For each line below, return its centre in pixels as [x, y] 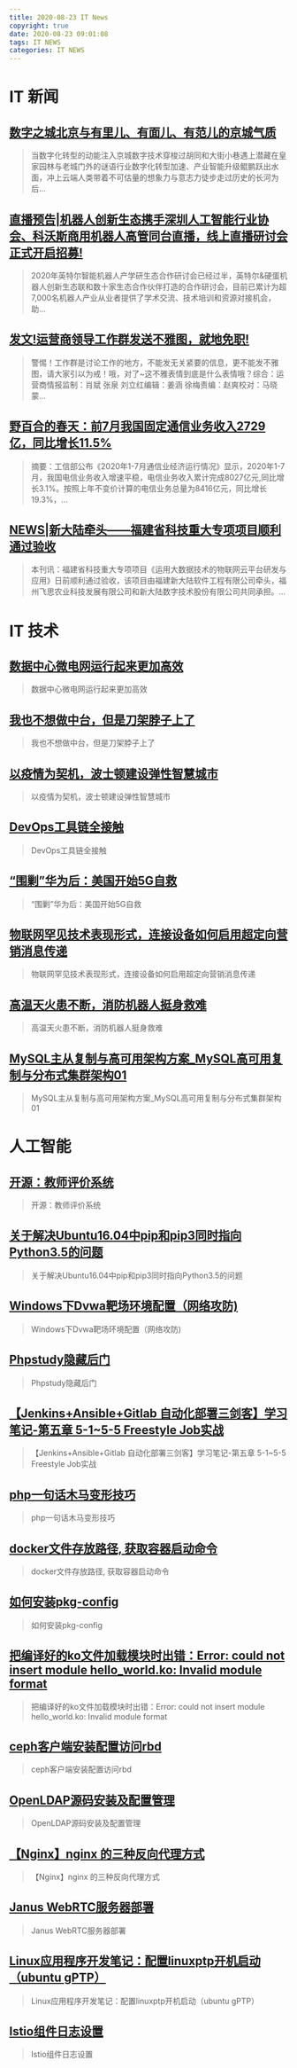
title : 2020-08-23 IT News [59, 17]
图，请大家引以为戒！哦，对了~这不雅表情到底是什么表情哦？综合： [153, 373]
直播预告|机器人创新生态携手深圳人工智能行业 [133, 219]
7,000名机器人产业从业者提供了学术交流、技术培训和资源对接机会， [153, 297]
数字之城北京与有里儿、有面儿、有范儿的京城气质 [143, 133]
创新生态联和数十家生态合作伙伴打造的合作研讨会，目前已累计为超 [167, 286]
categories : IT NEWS [47, 51]
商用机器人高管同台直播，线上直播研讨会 [177, 236]
